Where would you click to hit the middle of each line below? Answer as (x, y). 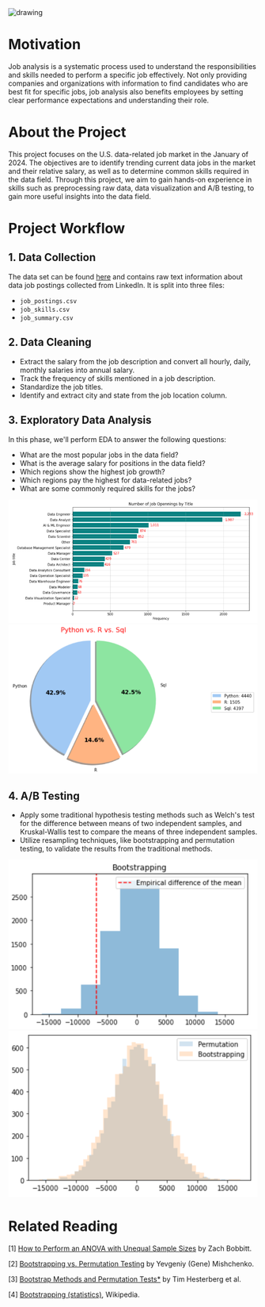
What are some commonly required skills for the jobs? (108, 488)
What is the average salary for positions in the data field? (112, 463)
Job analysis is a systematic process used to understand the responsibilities (132, 66)
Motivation (45, 45)
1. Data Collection (52, 258)
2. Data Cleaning (50, 342)
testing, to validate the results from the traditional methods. (116, 849)
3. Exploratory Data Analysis (80, 420)
